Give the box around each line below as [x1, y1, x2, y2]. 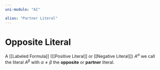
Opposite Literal [5, 37, 71, 47]
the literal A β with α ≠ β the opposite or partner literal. [5, 58, 115, 65]
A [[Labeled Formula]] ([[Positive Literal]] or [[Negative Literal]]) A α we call [5, 53, 155, 59]
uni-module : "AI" [5, 7, 40, 12]
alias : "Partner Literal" [5, 15, 58, 21]
